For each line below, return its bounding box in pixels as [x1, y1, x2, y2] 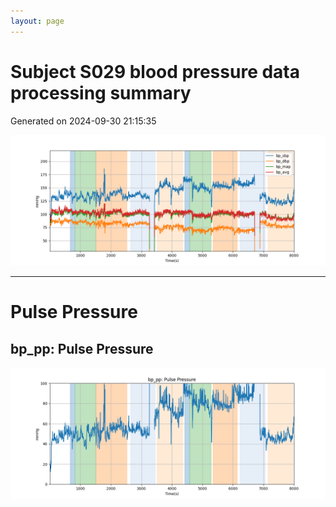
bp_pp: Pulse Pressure [10, 340, 154, 357]
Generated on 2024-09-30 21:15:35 [10, 115, 157, 127]
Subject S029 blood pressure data [10, 60, 300, 83]
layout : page [10, 16, 65, 26]
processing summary [10, 81, 192, 104]
